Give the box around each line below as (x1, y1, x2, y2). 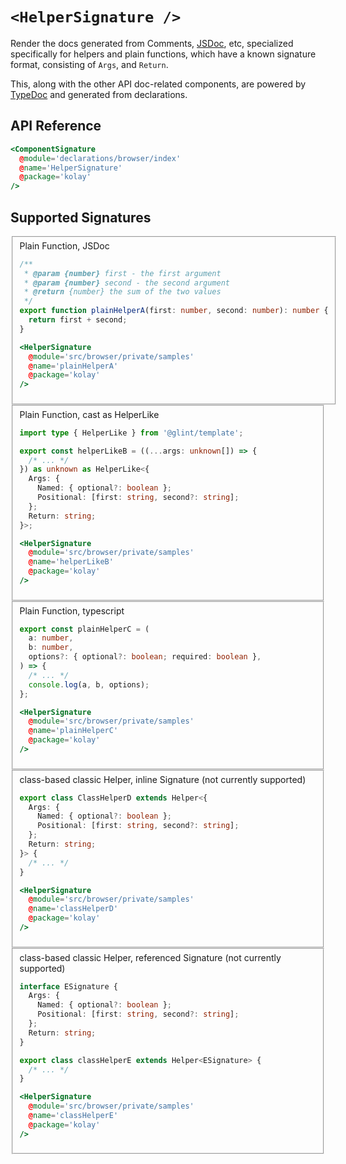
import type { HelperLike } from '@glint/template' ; (19, 428, 244, 438)
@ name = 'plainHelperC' (28, 726, 119, 736)
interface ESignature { (19, 981, 119, 992)
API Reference (10, 118, 102, 135)
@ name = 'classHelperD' (28, 904, 119, 914)
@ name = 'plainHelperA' (28, 361, 119, 371)
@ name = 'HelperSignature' (19, 163, 123, 173)
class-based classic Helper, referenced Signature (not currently (19, 951, 282, 963)
